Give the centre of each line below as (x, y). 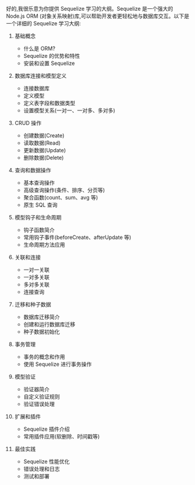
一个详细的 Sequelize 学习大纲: (44, 23)
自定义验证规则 (42, 396)
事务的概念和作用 (44, 357)
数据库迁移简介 (42, 317)
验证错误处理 (39, 404)
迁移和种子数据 (33, 304)
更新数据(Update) (44, 150)
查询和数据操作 (33, 170)
